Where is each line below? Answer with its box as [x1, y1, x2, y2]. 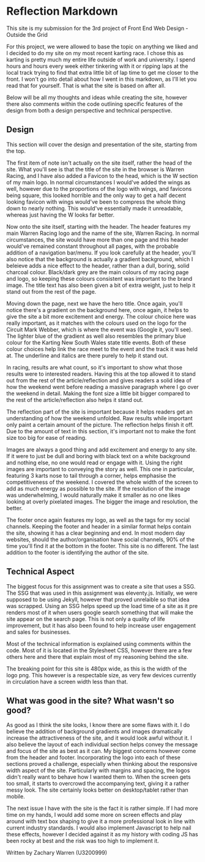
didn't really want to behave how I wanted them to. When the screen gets [6, 773, 191, 781]
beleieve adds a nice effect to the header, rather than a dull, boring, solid [6, 262, 190, 269]
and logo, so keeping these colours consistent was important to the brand [6, 275, 193, 282]
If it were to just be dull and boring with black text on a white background [6, 452, 191, 459]
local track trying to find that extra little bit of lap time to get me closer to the [6, 69, 199, 76]
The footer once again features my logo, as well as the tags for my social [6, 516, 190, 524]
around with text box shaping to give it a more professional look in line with [6, 818, 195, 825]
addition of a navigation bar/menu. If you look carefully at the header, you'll [6, 249, 196, 256]
